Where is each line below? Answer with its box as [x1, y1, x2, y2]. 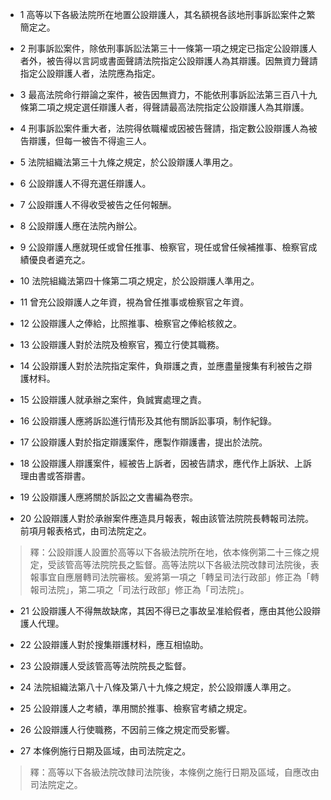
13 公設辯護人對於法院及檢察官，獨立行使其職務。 [19, 339, 225, 350]
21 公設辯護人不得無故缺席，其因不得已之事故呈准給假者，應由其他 [19, 605, 295, 617]
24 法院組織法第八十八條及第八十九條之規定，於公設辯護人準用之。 [19, 681, 297, 693]
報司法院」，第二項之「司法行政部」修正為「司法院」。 [29, 584, 250, 595]
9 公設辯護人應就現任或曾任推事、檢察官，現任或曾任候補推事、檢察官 [19, 241, 309, 253]
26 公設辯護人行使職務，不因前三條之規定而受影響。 [19, 724, 235, 735]
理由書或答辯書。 [19, 470, 91, 482]
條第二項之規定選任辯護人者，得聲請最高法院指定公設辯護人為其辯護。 [19, 101, 310, 113]
